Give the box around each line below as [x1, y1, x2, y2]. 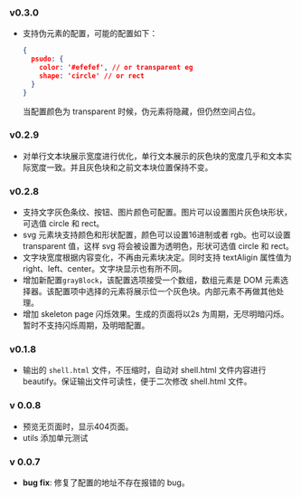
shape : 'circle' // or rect [39, 71, 145, 81]
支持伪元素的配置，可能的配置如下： [22, 28, 158, 39]
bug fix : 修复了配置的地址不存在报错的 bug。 [22, 477, 190, 488]
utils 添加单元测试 [22, 432, 89, 443]
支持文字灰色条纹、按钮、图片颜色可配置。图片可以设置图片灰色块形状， [22, 206, 292, 218]
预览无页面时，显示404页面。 [22, 421, 134, 432]
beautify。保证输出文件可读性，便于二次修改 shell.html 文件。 [22, 376, 252, 387]
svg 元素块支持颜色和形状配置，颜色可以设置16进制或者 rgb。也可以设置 [22, 229, 291, 241]
